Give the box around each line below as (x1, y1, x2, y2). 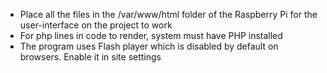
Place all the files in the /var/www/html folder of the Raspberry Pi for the (19, 9, 318, 20)
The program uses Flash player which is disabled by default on (19, 40, 279, 52)
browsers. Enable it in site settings (19, 51, 162, 63)
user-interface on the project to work (19, 19, 173, 31)
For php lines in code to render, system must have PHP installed (19, 30, 283, 41)
